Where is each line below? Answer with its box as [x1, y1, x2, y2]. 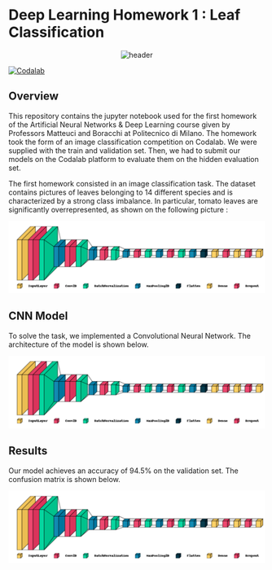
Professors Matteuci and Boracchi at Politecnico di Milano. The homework [8, 128, 257, 138]
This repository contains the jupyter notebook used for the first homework [8, 111, 257, 121]
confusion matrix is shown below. [8, 474, 121, 484]
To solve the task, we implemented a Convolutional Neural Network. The [8, 331, 251, 340]
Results [8, 444, 48, 458]
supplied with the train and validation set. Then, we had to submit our [8, 145, 241, 156]
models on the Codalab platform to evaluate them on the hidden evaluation [8, 154, 259, 164]
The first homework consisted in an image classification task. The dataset [8, 178, 257, 188]
